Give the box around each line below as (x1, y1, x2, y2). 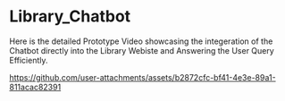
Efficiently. (9, 55, 48, 65)
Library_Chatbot (9, 6, 131, 27)
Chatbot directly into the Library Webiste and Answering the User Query (9, 45, 274, 55)
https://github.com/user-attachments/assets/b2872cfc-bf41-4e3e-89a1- (9, 72, 276, 82)
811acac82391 (9, 81, 62, 92)
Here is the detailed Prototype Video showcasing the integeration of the (9, 36, 273, 46)
